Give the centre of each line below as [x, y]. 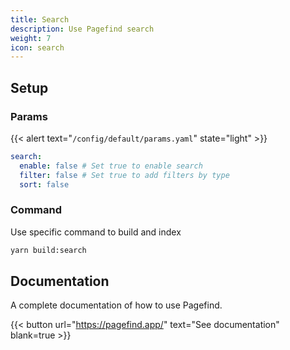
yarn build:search [48, 250]
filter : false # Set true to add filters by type [124, 175]
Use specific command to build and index [96, 232]
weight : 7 [31, 38]
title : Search [40, 19]
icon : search [37, 47]
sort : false [44, 184]
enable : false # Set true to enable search [111, 166]
